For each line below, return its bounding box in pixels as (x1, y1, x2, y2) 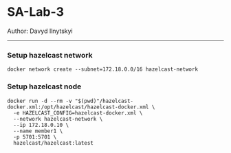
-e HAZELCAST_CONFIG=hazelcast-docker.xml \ (13, 109, 143, 117)
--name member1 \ (13, 128, 63, 134)
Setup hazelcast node (7, 82, 82, 91)
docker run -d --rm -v (7, 97, 72, 104)
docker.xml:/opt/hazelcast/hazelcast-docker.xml (7, 104, 149, 110)
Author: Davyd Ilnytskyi (7, 27, 74, 35)
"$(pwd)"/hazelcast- (74, 97, 134, 104)
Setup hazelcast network (7, 50, 93, 60)
